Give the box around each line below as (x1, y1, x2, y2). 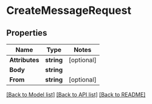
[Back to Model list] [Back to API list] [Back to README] (6, 91, 146, 98)
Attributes (9, 56, 40, 64)
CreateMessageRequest (6, 4, 132, 18)
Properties (6, 28, 47, 38)
